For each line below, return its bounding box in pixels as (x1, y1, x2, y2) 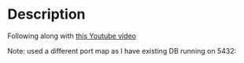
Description (7, 5, 86, 23)
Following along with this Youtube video (7, 31, 137, 40)
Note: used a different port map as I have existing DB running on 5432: (7, 46, 237, 55)
